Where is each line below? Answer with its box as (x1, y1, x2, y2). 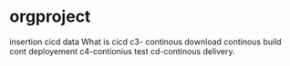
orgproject (9, 6, 91, 27)
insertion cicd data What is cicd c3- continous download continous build (9, 36, 282, 47)
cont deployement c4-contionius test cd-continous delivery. (9, 45, 235, 56)
